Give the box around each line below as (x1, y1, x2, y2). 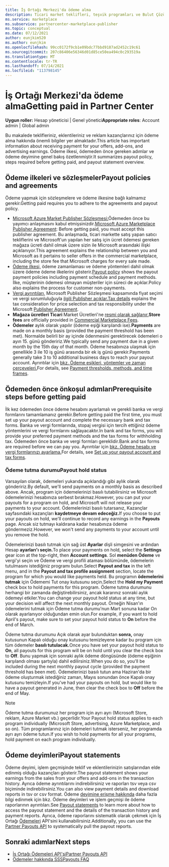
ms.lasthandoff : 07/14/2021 (5, 63, 64, 68)
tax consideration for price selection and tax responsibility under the (12, 300, 154, 307)
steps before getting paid (5, 393, 87, 402)
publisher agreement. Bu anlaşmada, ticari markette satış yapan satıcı (12, 231, 157, 237)
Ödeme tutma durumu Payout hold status (5, 466, 107, 474)
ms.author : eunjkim (5, 40, 46, 45)
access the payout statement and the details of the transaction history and (5, 807, 159, 813)
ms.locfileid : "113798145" (5, 68, 62, 73)
